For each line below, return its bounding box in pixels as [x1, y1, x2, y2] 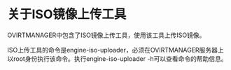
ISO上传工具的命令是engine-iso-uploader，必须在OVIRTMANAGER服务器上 [7, 45, 224, 54]
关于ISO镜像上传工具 [7, 6, 127, 22]
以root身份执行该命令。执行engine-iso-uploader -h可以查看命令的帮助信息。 [7, 54, 227, 63]
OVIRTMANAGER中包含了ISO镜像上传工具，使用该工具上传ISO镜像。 [7, 31, 206, 39]
